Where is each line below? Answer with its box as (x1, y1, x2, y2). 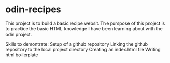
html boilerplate (5, 52, 38, 58)
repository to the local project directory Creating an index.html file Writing (5, 46, 161, 52)
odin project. (5, 31, 32, 37)
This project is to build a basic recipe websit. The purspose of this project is (5, 20, 165, 26)
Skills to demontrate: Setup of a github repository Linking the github (5, 41, 148, 47)
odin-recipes (5, 4, 61, 15)
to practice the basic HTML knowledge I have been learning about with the (5, 25, 163, 31)
